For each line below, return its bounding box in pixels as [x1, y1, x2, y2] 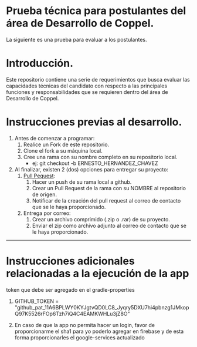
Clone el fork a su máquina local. [23, 147, 103, 154]
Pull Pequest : [23, 172, 56, 179]
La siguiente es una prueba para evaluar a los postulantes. [6, 36, 147, 43]
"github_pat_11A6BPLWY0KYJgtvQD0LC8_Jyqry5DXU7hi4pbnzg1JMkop [14, 304, 189, 311]
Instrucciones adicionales [6, 254, 135, 268]
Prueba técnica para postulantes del [6, 4, 186, 18]
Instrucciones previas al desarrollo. [6, 116, 182, 129]
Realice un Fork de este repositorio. [23, 141, 110, 148]
